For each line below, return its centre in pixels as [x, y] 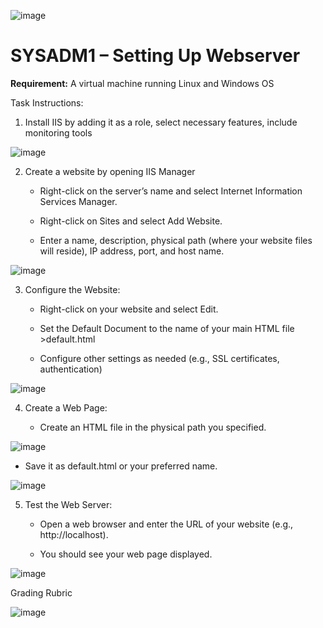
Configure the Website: [72, 289]
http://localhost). [74, 534]
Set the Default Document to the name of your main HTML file [167, 328]
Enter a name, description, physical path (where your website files [176, 240]
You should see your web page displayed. [126, 554]
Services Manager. [78, 201]
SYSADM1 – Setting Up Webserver [155, 56]
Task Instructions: [47, 102]
